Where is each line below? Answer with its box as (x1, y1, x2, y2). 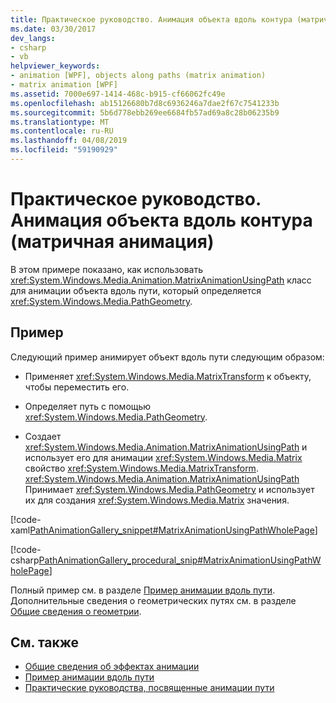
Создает (24, 430, 62, 442)
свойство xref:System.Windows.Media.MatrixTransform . (24, 462, 259, 474)
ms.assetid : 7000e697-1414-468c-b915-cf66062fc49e (10, 89, 226, 99)
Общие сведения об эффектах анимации (24, 661, 200, 673)
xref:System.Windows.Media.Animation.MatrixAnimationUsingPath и (24, 441, 308, 453)
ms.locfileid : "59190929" (10, 145, 118, 155)
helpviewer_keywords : (10, 61, 101, 71)
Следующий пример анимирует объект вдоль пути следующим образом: (10, 351, 325, 363)
